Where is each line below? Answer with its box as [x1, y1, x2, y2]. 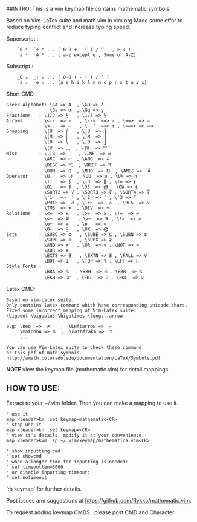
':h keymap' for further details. [6, 485, 82, 492]
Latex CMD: [6, 285, 36, 292]
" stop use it [6, 422, 42, 428]
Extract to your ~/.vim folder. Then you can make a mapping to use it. [6, 399, 179, 406]
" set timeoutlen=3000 [6, 464, 63, 470]
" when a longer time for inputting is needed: [6, 458, 129, 465]
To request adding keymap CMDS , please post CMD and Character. [6, 508, 176, 516]
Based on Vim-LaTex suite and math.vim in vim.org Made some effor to [6, 17, 183, 24]
